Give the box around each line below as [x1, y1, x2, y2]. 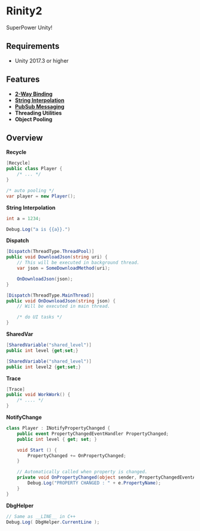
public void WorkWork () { [6, 392, 70, 398]
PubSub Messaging [14, 103, 64, 110]
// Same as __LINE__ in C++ [6, 513, 76, 520]
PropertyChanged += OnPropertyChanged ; [27, 452, 127, 459]
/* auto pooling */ [6, 187, 55, 193]
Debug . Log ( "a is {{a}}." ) [6, 226, 70, 232]
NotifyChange [6, 413, 42, 421]
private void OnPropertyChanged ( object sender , [17, 474, 137, 481]
